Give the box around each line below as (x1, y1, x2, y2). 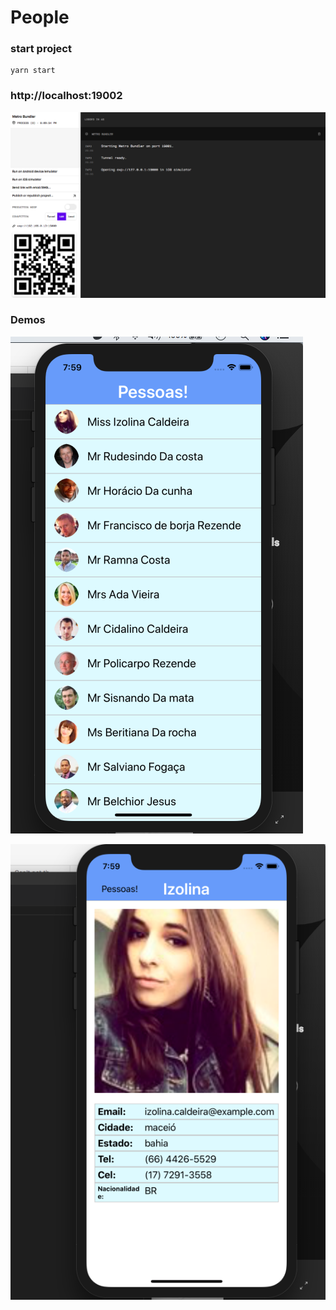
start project (10, 42, 72, 56)
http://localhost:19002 (10, 89, 123, 103)
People (10, 6, 70, 29)
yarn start (10, 66, 56, 76)
